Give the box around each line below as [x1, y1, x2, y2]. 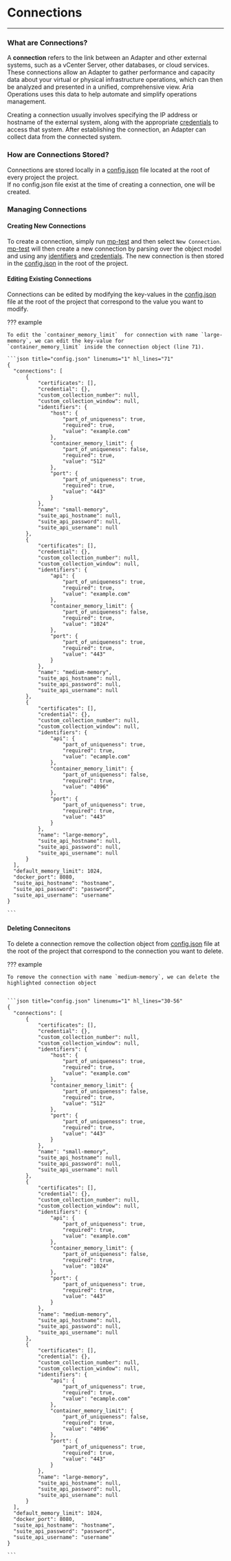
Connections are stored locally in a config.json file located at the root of [7, 165, 210, 174]
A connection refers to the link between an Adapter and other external [7, 54, 208, 62]
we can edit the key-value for [34, 337, 125, 344]
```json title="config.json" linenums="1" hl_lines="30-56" [7, 998, 184, 1005]
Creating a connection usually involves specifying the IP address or [7, 111, 198, 119]
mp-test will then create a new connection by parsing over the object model [7, 244, 222, 253]
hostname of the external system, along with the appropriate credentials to [7, 118, 219, 127]
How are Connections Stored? [7, 150, 109, 160]
